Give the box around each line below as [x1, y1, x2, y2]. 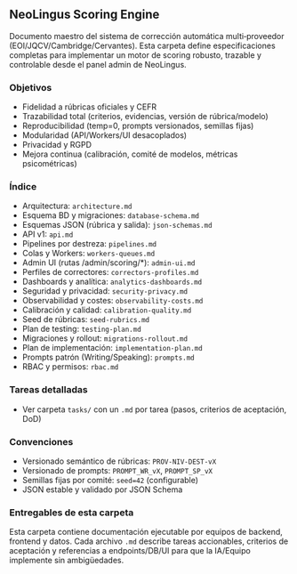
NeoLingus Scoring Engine [9, 7, 160, 22]
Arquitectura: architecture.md [21, 200, 132, 212]
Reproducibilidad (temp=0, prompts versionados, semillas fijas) [21, 120, 254, 132]
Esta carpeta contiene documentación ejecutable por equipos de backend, [9, 527, 283, 538]
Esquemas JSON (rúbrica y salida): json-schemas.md [21, 220, 213, 230]
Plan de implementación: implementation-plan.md [21, 343, 203, 353]
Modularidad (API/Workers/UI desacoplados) [21, 130, 188, 141]
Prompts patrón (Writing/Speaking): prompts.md [21, 352, 195, 363]
